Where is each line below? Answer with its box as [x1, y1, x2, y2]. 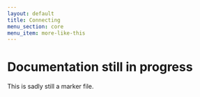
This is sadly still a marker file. [7, 82, 94, 91]
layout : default [7, 10, 54, 17]
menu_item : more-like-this [7, 29, 86, 37]
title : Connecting [7, 17, 61, 24]
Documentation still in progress [7, 60, 193, 75]
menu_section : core [7, 23, 64, 30]
